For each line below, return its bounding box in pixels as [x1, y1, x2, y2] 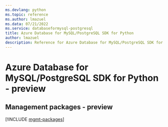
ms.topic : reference [5, 12, 49, 17]
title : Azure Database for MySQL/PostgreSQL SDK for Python [5, 31, 134, 36]
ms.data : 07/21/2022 [5, 21, 49, 27]
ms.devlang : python [5, 7, 46, 13]
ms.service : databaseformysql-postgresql [5, 26, 94, 31]
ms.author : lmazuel [5, 17, 46, 22]
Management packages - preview [5, 103, 113, 111]
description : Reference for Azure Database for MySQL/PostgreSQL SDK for [5, 40, 163, 45]
